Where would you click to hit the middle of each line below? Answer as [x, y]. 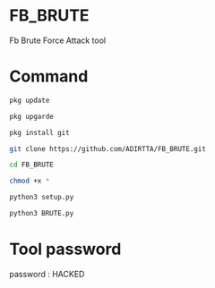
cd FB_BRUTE [31, 165]
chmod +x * [30, 181]
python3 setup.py [42, 198]
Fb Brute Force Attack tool [57, 40]
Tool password [65, 249]
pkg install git [39, 132]
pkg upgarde [31, 116]
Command [49, 76]
